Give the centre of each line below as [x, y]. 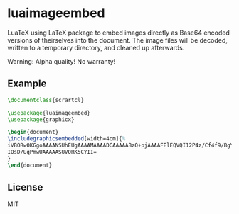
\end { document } [30, 165]
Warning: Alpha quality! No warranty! [62, 61]
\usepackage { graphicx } [41, 119]
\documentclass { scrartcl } [46, 100]
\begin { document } [33, 133]
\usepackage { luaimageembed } [49, 113]
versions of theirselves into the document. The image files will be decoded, [117, 40]
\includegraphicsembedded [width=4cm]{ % [67, 139]
